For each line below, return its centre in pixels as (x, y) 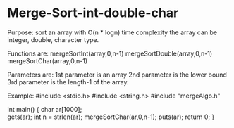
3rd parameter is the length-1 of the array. (68, 82)
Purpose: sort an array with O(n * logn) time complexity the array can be (112, 32)
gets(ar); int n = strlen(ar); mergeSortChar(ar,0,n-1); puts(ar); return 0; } (111, 117)
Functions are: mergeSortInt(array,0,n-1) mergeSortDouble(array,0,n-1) (110, 53)
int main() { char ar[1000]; (45, 109)
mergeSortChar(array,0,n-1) (48, 60)
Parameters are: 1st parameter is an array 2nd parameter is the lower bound (117, 75)
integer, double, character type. (53, 39)
